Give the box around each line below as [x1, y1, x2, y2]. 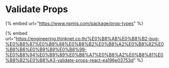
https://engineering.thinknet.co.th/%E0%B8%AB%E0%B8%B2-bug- [15, 36, 160, 42]
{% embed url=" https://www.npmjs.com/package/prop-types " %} [5, 20, 144, 26]
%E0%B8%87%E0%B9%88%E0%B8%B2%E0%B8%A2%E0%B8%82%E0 [5, 41, 164, 47]
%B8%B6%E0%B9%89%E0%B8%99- [5, 46, 87, 52]
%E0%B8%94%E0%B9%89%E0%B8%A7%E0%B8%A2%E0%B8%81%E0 [5, 52, 163, 58]
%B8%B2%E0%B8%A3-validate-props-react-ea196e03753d [5, 57, 133, 63]
